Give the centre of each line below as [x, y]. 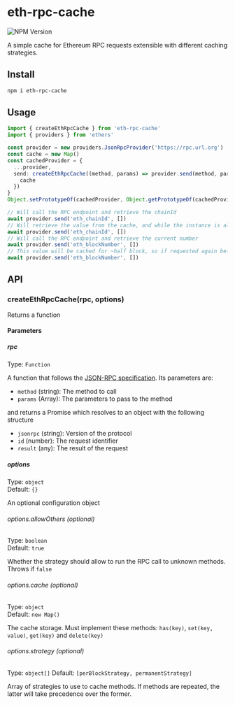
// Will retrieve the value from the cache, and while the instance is [114, 225]
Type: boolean [27, 541]
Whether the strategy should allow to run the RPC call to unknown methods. [116, 562]
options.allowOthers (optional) [51, 519]
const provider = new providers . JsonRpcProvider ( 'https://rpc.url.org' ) [115, 148]
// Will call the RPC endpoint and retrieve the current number [103, 238]
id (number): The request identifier [67, 441]
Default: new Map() [34, 614]
